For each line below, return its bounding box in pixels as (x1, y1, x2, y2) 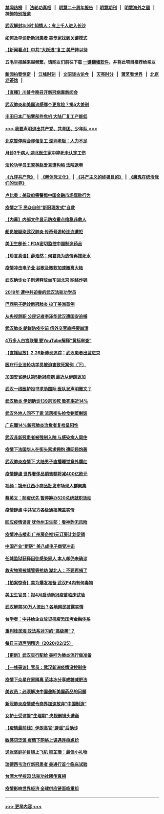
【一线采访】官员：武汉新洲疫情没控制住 (5, 664, 86, 670)
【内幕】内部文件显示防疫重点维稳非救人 (5, 217, 86, 223)
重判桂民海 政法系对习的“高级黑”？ (5, 628, 75, 634)
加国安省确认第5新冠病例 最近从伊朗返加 (5, 374, 86, 380)
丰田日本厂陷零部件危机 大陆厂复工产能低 (5, 113, 88, 119)
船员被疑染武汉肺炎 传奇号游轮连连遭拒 (5, 228, 83, 234)
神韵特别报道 (5, 10, 31, 17)
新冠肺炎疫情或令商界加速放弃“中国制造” (5, 701, 87, 706)
